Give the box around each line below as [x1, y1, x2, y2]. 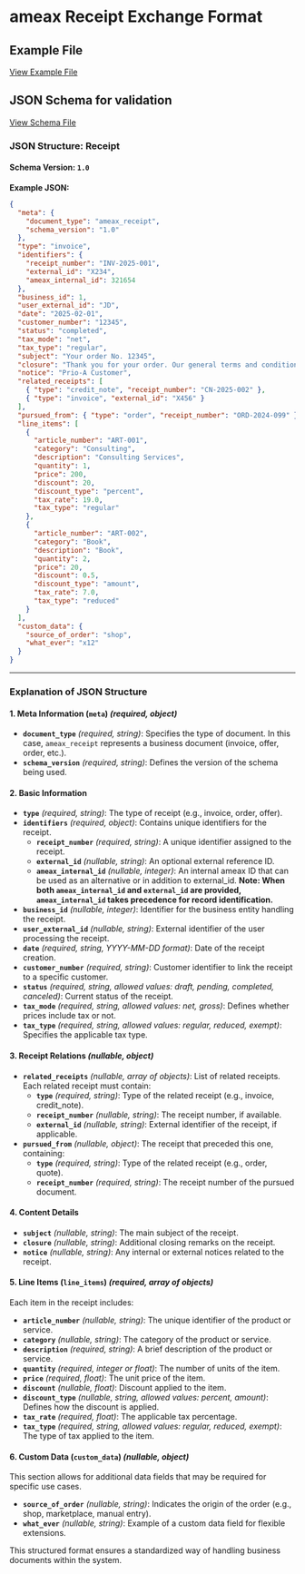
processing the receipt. [22, 933, 110, 944]
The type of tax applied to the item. [22, 1431, 154, 1441]
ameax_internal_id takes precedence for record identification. [35, 894, 274, 905]
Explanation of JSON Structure [9, 685, 148, 698]
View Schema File [9, 116, 77, 128]
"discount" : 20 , [33, 478, 95, 487]
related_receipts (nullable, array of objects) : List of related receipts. [22, 1070, 281, 1081]
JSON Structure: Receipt [9, 139, 121, 152]
